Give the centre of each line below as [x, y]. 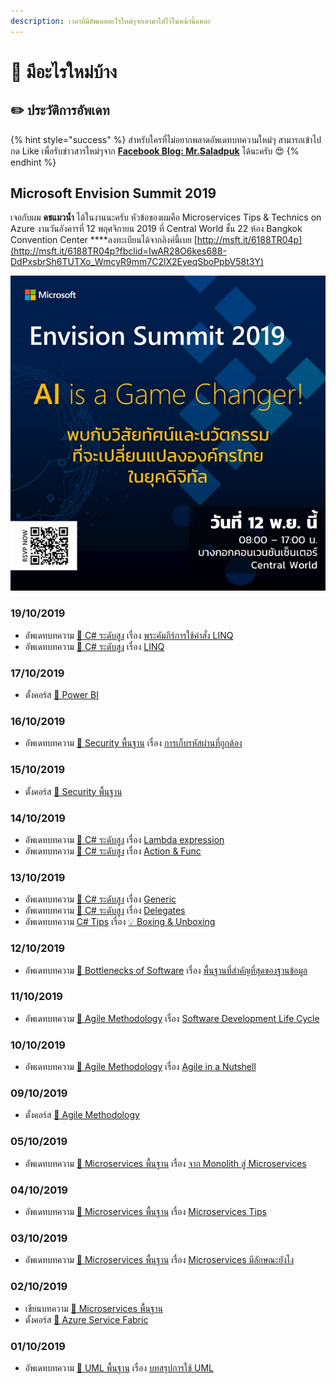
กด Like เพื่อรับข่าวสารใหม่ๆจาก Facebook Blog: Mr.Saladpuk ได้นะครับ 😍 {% [155, 151]
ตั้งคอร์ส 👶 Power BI [61, 695]
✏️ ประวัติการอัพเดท [60, 110]
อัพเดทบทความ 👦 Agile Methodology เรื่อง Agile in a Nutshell [140, 1067]
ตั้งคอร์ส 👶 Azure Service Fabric [86, 1319]
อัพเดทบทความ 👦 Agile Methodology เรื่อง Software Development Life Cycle [172, 1018]
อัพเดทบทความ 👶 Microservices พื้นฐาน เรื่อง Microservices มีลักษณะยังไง [159, 1260]
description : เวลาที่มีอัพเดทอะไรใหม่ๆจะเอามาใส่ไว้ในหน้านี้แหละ [110, 21]
